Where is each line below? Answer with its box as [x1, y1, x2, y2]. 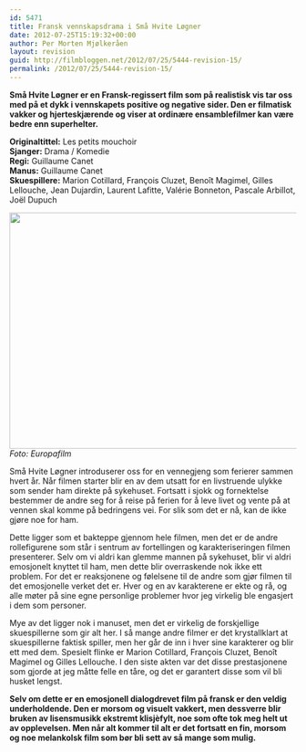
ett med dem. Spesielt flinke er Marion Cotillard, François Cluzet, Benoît [9, 646, 278, 657]
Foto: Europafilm [9, 448, 72, 459]
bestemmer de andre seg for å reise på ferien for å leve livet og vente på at [9, 495, 291, 506]
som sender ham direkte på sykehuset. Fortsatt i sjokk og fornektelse [9, 485, 269, 496]
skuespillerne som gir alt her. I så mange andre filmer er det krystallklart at [9, 627, 289, 638]
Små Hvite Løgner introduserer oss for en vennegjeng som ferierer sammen [9, 465, 294, 476]
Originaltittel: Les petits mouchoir [9, 136, 138, 147]
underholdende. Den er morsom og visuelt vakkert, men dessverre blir [9, 703, 281, 714]
